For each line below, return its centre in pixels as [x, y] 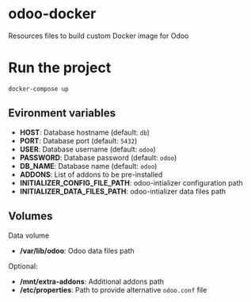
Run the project [60, 68]
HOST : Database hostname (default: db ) [85, 132]
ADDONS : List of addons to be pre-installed [91, 174]
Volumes [30, 216]
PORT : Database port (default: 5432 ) [78, 140]
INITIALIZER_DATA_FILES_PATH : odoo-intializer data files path [123, 191]
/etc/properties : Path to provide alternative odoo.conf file [113, 289]
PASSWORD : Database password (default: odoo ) [98, 157]
